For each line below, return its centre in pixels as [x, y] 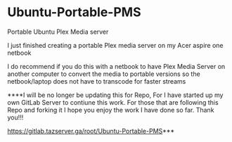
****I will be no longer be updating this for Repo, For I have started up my [115, 95]
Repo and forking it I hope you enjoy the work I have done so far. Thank [111, 110]
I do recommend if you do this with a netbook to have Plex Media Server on [116, 66]
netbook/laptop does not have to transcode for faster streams [97, 81]
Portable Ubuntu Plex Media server [58, 32]
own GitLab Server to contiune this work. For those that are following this [113, 102]
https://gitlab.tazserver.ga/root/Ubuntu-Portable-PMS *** [91, 131]
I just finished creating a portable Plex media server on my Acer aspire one [115, 45]
